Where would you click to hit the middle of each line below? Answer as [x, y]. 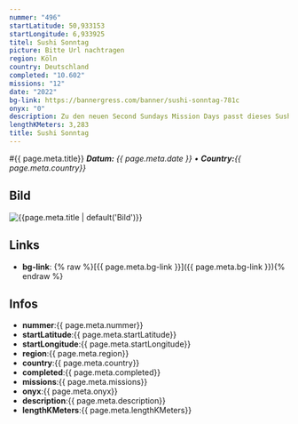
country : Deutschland [49, 68]
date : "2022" [33, 92]
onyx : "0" [27, 108]
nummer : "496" [35, 17]
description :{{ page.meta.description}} [94, 401]
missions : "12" [37, 84]
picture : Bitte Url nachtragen [67, 51]
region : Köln [33, 59]
